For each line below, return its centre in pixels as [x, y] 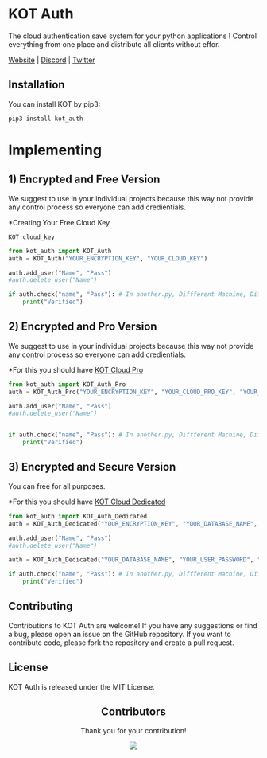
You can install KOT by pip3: [54, 104]
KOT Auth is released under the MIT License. [81, 686]
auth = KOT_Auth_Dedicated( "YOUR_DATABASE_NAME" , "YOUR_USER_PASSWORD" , [131, 560]
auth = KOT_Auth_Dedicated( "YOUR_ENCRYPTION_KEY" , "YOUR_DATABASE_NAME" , [133, 524]
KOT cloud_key [32, 237]
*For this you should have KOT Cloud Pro [76, 369]
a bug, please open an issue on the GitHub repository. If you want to [120, 634]
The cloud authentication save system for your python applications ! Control [132, 36]
